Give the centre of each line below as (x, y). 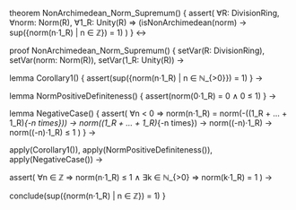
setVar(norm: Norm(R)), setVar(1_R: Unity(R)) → (97, 60)
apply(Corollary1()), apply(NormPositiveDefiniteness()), (111, 150)
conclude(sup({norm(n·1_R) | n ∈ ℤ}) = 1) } (87, 196)
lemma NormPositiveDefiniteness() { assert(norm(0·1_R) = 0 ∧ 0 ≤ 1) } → (143, 96)
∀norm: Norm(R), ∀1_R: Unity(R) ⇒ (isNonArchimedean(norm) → (128, 22)
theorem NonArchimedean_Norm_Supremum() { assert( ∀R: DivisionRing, (144, 13)
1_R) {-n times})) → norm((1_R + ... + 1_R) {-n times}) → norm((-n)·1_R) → (141, 123)
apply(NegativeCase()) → (56, 159)
